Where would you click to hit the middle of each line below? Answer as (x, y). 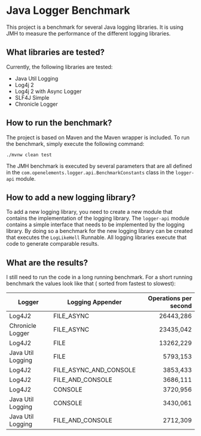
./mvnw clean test (29, 155)
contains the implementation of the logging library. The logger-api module (98, 218)
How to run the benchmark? (59, 123)
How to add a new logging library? (71, 197)
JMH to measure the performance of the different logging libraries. (89, 33)
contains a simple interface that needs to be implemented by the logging (95, 225)
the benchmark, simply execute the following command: (75, 144)
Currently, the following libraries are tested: (60, 67)
